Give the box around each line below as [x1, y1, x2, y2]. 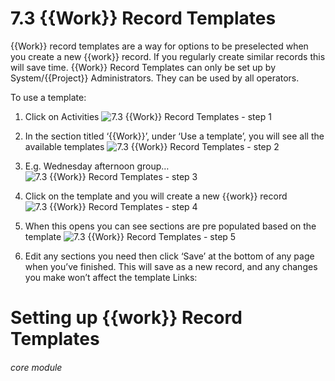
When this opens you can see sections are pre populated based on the [24, 220, 317, 232]
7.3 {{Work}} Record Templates [10, 7, 277, 30]
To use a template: [10, 91, 87, 103]
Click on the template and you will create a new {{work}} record [24, 190, 288, 202]
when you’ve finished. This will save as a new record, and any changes [24, 260, 318, 272]
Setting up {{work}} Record [10, 307, 243, 329]
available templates [24, 140, 105, 152]
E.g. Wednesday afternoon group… [24, 160, 170, 172]
